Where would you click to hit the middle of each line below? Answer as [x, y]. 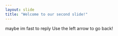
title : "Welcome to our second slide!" [47, 14]
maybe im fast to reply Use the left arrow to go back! [59, 28]
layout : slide [20, 10]
